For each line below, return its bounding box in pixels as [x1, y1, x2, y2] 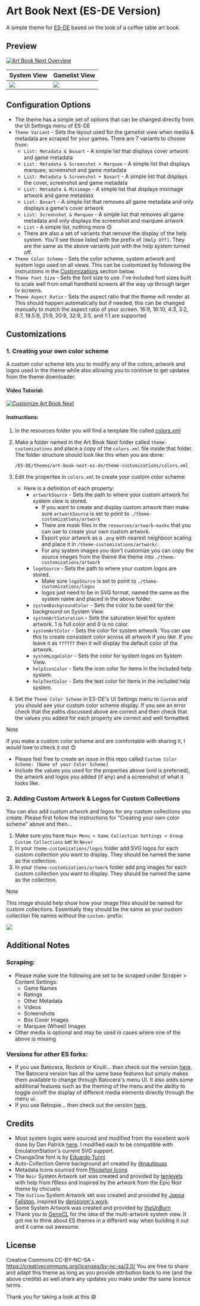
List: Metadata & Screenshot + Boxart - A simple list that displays [23, 173, 187, 180]
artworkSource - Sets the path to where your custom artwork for [32, 491, 189, 498]
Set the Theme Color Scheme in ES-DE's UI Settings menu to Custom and [14, 695, 187, 702]
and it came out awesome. [14, 1223, 80, 1230]
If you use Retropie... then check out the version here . [14, 1101, 147, 1108]
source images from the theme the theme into [41, 553, 154, 560]
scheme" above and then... [6, 820, 73, 827]
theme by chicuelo [14, 1185, 61, 1192]
